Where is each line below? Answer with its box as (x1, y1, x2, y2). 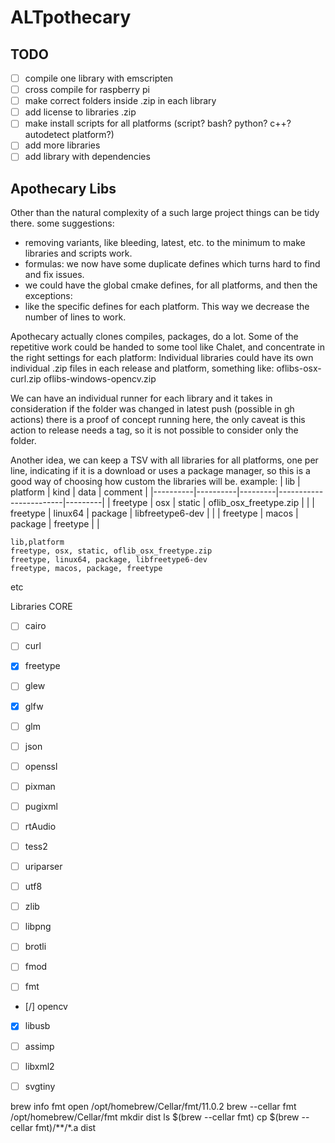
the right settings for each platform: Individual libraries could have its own (10, 352, 314, 364)
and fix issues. (24, 269, 85, 281)
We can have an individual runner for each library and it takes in (10, 392, 273, 405)
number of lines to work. (24, 311, 127, 323)
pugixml (24, 800, 58, 812)
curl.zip (10, 373, 42, 385)
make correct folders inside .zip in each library (24, 95, 217, 107)
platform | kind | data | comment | (10, 486, 148, 498)
